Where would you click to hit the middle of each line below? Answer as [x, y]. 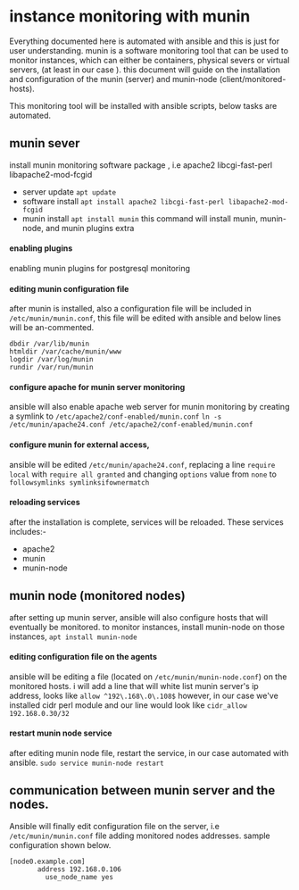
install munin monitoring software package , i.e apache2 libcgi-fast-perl [141, 165]
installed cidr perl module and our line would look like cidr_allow [128, 705]
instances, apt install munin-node [73, 636]
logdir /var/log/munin [51, 360]
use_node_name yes [79, 877]
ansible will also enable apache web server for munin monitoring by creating [149, 407]
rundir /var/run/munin [51, 368]
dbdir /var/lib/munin [50, 344]
